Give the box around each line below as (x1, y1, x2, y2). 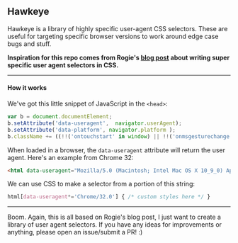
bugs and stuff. (7, 39, 52, 48)
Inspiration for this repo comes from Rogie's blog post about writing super (7, 53, 230, 62)
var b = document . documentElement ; (7, 113, 113, 120)
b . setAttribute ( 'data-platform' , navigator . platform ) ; (7, 126, 176, 133)
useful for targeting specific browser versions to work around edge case (7, 32, 219, 40)
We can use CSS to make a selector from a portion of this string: (7, 180, 195, 188)
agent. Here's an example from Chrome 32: (7, 153, 134, 162)
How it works (7, 84, 47, 92)
